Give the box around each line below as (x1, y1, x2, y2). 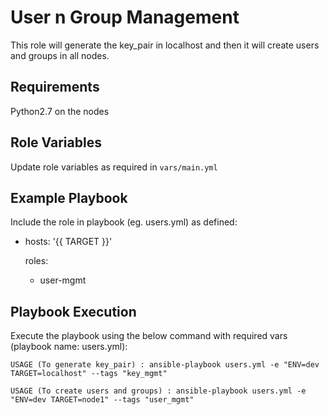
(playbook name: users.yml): (10, 341, 128, 353)
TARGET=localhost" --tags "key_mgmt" (10, 369, 168, 379)
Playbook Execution (10, 303, 137, 320)
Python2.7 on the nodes (10, 105, 110, 117)
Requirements (10, 79, 100, 96)
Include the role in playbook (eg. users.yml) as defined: (10, 216, 238, 228)
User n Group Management (10, 6, 240, 29)
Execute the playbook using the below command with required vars (10, 330, 288, 342)
